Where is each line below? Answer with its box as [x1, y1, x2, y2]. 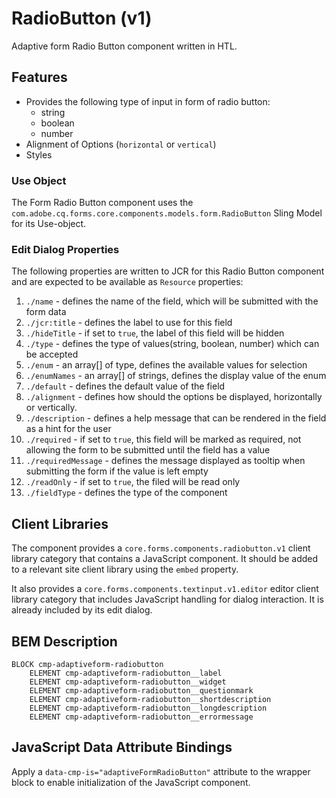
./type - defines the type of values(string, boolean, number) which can [25, 338, 320, 350]
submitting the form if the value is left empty [25, 465, 209, 477]
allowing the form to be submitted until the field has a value [25, 444, 271, 456]
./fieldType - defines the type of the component [25, 487, 228, 499]
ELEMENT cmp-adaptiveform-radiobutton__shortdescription [29, 694, 272, 704]
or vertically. [25, 402, 78, 414]
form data [25, 306, 67, 318]
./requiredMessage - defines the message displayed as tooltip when [25, 455, 306, 467]
